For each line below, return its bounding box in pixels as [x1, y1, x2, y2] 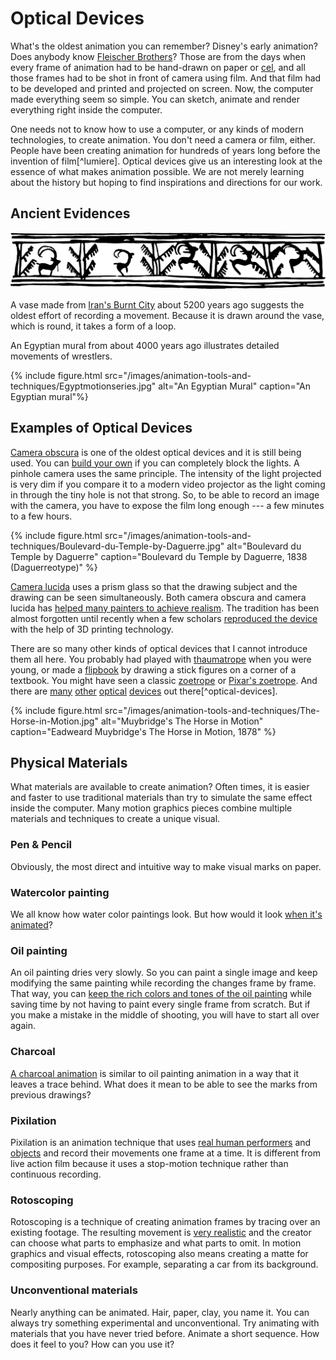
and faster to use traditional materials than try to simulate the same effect [10, 792, 313, 804]
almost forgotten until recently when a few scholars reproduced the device [10, 612, 318, 624]
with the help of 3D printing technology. [10, 623, 174, 635]
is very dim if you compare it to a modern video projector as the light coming [10, 478, 326, 490]
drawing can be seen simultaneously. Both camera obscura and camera [10, 591, 307, 603]
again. [10, 1020, 37, 1032]
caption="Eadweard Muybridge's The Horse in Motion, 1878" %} [10, 725, 277, 737]
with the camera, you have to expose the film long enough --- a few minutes [10, 499, 325, 511]
